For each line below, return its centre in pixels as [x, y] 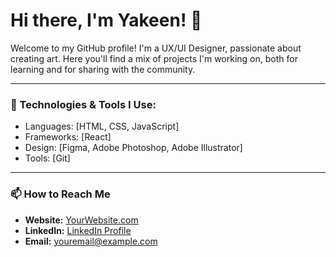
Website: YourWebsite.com [81, 220]
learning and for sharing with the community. [103, 69]
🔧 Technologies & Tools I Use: [83, 104]
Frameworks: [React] [68, 137]
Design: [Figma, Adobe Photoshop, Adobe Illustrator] [133, 148]
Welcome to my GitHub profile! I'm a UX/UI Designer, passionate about [156, 48]
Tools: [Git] [47, 158]
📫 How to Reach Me [60, 194]
